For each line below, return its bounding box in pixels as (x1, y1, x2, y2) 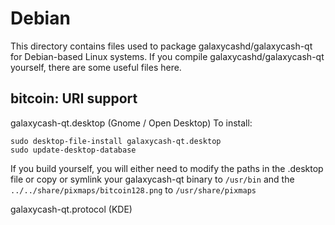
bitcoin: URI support (10, 90, 138, 107)
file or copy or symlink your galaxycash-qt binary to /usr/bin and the (10, 173, 295, 185)
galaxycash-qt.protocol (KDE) (10, 203, 133, 215)
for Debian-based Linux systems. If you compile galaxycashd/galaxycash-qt (10, 50, 325, 62)
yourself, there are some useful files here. (10, 61, 182, 73)
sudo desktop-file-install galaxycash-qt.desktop (10, 136, 222, 146)
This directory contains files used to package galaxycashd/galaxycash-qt (10, 40, 313, 52)
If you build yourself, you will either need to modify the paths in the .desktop (10, 162, 324, 174)
